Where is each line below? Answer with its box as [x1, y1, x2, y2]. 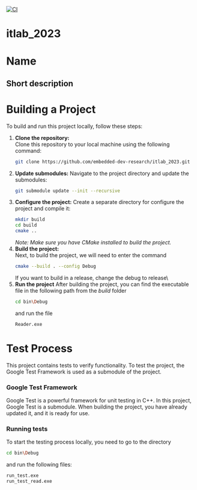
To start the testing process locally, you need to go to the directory [6, 438, 171, 446]
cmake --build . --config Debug [14, 263, 96, 270]
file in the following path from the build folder [14, 287, 127, 294]
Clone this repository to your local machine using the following [14, 141, 170, 148]
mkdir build [14, 217, 45, 223]
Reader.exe [14, 321, 43, 327]
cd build [14, 222, 37, 229]
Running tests [6, 424, 48, 433]
